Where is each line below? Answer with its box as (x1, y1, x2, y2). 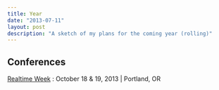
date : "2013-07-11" (7, 17, 65, 24)
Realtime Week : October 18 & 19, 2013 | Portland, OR (7, 75, 161, 83)
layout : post (7, 23, 46, 30)
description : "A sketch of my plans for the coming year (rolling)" (7, 30, 213, 37)
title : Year (7, 10, 42, 18)
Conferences (7, 56, 66, 67)
